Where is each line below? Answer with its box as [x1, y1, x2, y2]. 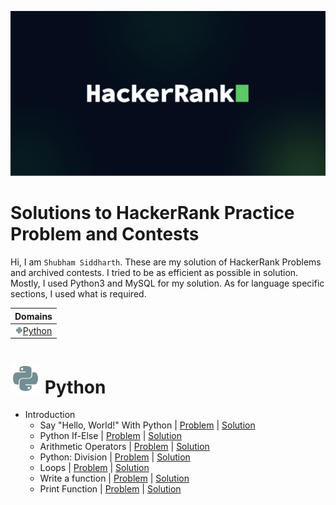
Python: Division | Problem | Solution [39, 451, 191, 463]
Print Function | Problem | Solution [39, 483, 182, 495]
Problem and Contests [10, 223, 200, 246]
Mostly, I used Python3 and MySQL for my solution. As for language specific [10, 277, 325, 290]
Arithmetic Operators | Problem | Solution [39, 441, 210, 453]
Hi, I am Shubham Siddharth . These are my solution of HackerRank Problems [10, 256, 322, 268]
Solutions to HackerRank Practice [10, 202, 295, 225]
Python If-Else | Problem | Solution [39, 430, 182, 442]
